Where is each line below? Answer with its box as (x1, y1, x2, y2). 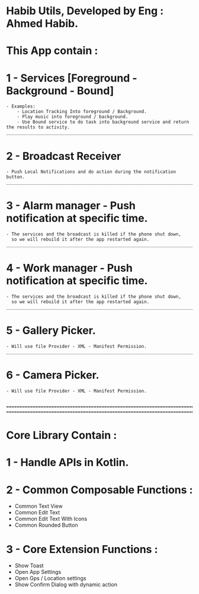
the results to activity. (6, 124, 70, 130)
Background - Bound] (6, 84, 114, 98)
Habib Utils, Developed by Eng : (6, 4, 164, 18)
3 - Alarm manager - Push (6, 199, 136, 212)
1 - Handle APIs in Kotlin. (6, 456, 129, 469)
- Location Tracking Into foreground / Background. (17, 109, 147, 115)
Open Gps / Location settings (14, 575, 87, 582)
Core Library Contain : (6, 429, 117, 442)
